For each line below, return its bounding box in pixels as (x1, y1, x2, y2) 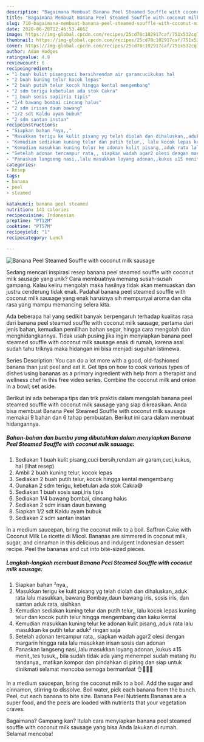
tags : (6, 173, 20, 179)
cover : (6, 43, 23, 49)
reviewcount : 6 (6, 60, 45, 66)
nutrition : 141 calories (6, 206, 69, 213)
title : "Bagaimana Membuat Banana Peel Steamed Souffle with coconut (6, 15, 186, 21)
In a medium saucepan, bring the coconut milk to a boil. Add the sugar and (6, 679, 193, 687)
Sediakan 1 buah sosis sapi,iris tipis (15, 488, 104, 496)
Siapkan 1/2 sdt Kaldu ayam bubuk (15, 507, 102, 515)
